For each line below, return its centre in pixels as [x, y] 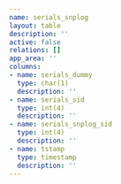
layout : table [35, 26]
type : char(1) [43, 83]
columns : [25, 67]
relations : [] [35, 50]
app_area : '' [33, 58]
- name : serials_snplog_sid [61, 125]
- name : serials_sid [47, 100]
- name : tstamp [37, 149]
